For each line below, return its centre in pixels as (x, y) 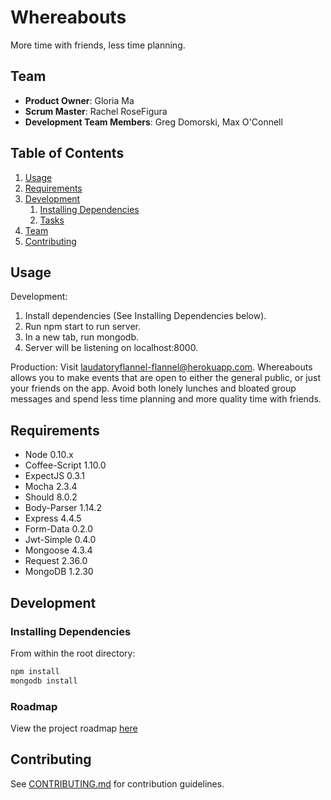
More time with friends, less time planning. (98, 45)
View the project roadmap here (74, 728)
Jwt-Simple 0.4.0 (60, 540)
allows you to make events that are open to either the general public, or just (165, 378)
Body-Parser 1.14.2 (63, 508)
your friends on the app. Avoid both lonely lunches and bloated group (153, 388)
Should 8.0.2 (51, 497)
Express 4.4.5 (53, 518)
